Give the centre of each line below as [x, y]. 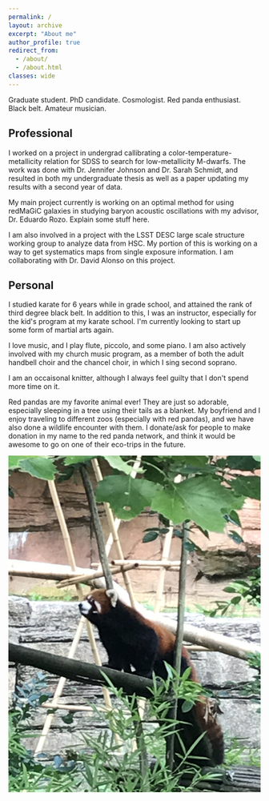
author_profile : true [44, 42]
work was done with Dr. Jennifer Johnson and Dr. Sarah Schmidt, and [123, 170]
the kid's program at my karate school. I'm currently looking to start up [125, 322]
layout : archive [35, 25]
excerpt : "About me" [43, 34]
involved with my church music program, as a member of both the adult [126, 354]
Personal [31, 285]
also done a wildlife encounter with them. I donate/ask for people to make [129, 427]
